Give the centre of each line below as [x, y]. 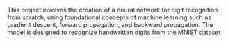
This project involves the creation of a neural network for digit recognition [113, 10]
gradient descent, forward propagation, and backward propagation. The [110, 25]
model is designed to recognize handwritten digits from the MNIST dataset [114, 32]
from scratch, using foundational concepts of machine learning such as [109, 17]
